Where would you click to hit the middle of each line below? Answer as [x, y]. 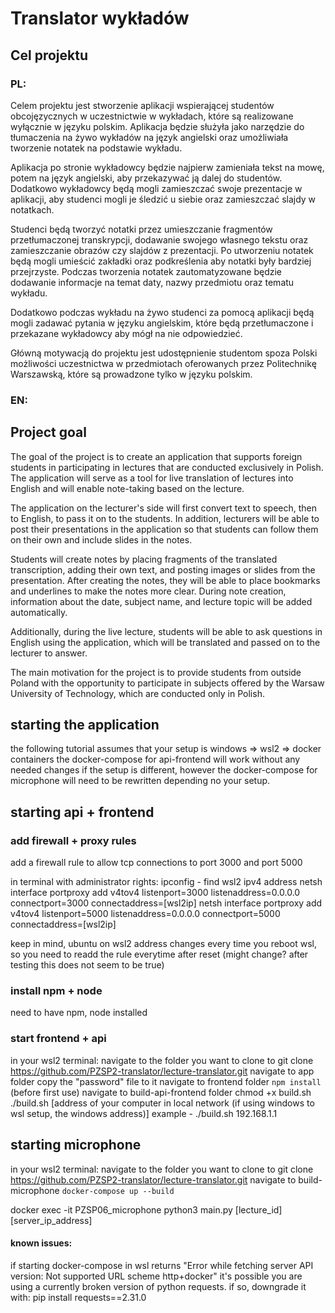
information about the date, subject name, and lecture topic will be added [161, 601]
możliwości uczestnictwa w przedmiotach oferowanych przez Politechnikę [163, 363]
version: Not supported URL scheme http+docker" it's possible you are [156, 1276]
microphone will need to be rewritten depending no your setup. [140, 781]
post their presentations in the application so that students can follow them [164, 529]
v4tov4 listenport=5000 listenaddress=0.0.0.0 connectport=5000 [145, 914]
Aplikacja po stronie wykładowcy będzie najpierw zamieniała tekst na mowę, [167, 167]
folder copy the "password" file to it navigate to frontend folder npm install [166, 1081]
